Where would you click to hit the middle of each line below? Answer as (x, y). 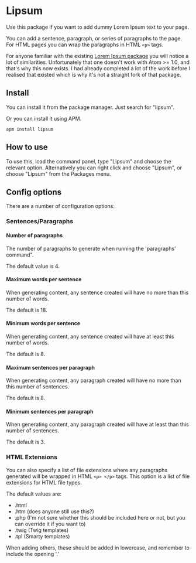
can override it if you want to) (50, 524)
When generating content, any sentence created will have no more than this (97, 292)
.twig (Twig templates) (42, 530)
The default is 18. (27, 310)
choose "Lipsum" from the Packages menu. (59, 173)
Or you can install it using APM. (44, 118)
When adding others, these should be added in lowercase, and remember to (98, 547)
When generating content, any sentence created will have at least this (90, 336)
